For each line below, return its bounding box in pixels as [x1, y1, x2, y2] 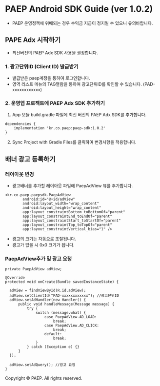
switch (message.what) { [36, 310, 86, 315]
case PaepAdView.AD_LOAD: [44, 315, 97, 320]
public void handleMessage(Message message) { [18, 302, 115, 307]
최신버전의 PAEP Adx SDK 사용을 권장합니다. [12, 50, 99, 56]
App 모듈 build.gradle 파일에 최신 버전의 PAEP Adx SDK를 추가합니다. [12, 112, 147, 118]
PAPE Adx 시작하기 [5, 36, 61, 44]
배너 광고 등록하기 [5, 155, 56, 163]
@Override [5, 275, 25, 280]
